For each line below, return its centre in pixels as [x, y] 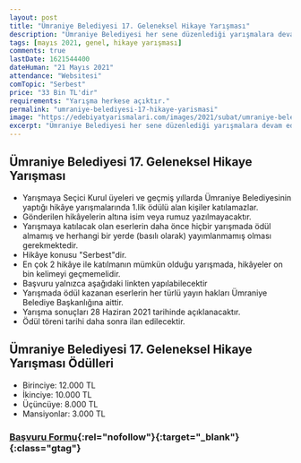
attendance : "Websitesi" [56, 76]
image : [21, 117]
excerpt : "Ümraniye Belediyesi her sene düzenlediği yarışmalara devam [146, 126]
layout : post [34, 17]
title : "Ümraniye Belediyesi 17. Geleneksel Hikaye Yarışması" [130, 26]
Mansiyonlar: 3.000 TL [64, 414]
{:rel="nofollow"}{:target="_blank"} [159, 437]
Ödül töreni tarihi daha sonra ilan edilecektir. [103, 321]
